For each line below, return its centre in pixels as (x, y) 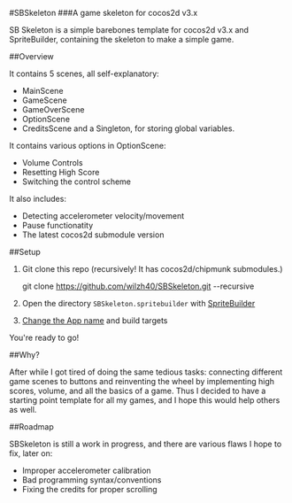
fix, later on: (31, 453)
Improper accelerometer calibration (87, 470)
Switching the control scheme (76, 182)
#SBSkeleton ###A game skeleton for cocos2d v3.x (104, 13)
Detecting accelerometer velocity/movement (103, 216)
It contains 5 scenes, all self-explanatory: (84, 74)
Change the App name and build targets (95, 321)
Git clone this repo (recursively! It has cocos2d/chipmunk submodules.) (152, 269)
